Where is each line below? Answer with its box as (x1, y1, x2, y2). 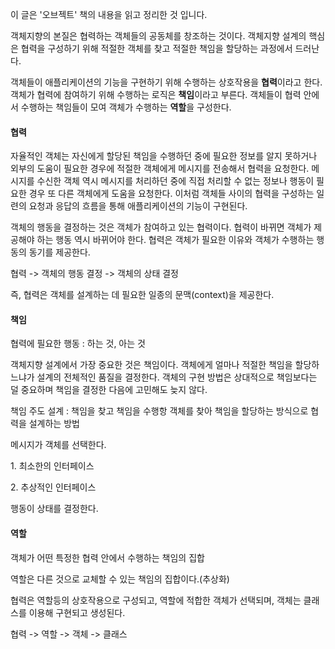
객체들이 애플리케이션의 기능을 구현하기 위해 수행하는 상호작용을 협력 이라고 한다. (10, 76, 323, 88)
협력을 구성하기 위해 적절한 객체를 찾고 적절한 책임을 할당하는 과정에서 (20, 43, 293, 54)
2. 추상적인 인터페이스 (10, 481, 97, 493)
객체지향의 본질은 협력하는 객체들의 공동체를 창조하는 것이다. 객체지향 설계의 (10, 30, 307, 42)
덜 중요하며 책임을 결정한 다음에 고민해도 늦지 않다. (10, 384, 208, 396)
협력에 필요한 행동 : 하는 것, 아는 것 (10, 338, 146, 350)
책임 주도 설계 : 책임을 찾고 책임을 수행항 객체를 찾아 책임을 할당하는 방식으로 (10, 405, 309, 417)
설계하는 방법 (28, 418, 80, 430)
